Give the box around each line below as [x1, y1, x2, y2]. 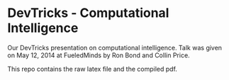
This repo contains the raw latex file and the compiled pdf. [7, 64, 177, 73]
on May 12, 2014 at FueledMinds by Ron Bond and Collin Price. [7, 51, 190, 59]
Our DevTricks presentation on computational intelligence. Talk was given [7, 43, 222, 52]
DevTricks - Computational [7, 5, 169, 21]
